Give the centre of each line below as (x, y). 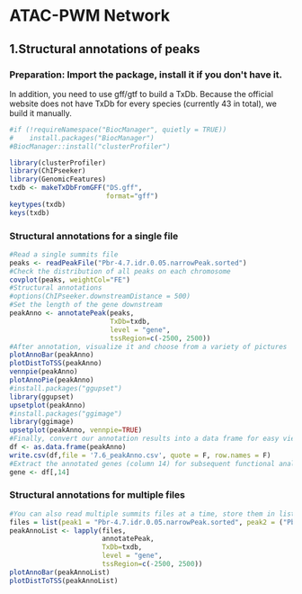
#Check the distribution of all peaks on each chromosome (120, 271)
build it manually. (40, 112)
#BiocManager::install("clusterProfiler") (90, 146)
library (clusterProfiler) (58, 163)
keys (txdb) (30, 212)
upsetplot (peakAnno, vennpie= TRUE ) (76, 430)
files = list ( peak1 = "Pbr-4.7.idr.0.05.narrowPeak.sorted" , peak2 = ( (146, 522)
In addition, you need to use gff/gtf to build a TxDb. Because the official (142, 94)
